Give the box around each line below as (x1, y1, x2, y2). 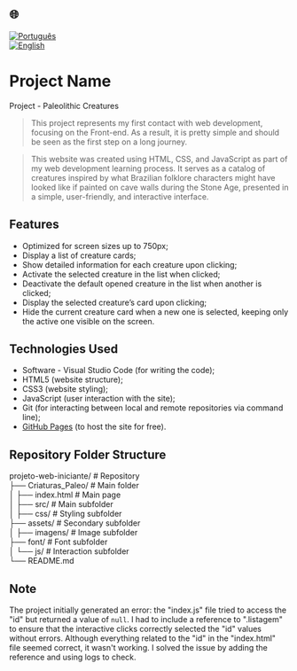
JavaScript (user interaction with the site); (21, 394, 176, 404)
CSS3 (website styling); (21, 384, 109, 394)
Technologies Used (9, 341, 118, 356)
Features (9, 217, 59, 232)
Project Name (9, 71, 112, 91)
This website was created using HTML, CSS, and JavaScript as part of (30, 153, 288, 164)
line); (21, 412, 42, 423)
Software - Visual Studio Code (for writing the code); (21, 365, 215, 376)
